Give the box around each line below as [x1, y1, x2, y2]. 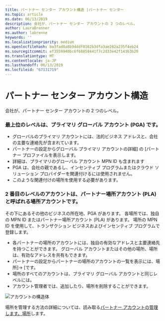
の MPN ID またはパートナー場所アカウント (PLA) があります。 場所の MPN [5, 217, 158, 223]
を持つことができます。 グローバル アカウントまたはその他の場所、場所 [12, 245, 158, 251]
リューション [12, 171, 39, 177]
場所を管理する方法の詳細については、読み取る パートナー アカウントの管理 [5, 304, 159, 310]
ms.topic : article [5, 12, 43, 17]
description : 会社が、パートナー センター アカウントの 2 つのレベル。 [5, 21, 137, 26]
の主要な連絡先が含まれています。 [12, 140, 82, 146]
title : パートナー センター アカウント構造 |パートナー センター [5, 7, 124, 12]
